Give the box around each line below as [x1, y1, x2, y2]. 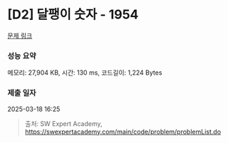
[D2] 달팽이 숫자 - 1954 [7, 6, 139, 23]
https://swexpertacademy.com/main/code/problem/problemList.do [24, 127, 222, 136]
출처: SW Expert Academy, [24, 119, 103, 128]
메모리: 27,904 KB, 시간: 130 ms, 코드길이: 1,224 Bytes [7, 68, 162, 77]
